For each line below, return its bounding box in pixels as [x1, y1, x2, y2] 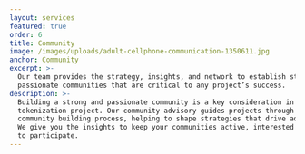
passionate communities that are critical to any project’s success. [17, 81, 286, 90]
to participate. [17, 131, 79, 140]
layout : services [9, 13, 75, 23]
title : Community [9, 38, 75, 48]
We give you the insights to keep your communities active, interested [17, 123, 295, 132]
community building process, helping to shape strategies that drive [17, 114, 286, 123]
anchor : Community [9, 55, 79, 64]
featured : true [9, 22, 67, 31]
